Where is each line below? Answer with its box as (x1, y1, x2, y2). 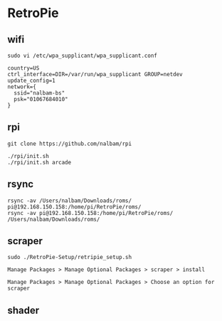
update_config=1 (7, 77, 55, 84)
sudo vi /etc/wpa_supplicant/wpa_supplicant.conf (7, 52, 158, 59)
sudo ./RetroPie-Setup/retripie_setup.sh (7, 254, 132, 261)
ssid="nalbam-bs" (14, 90, 65, 97)
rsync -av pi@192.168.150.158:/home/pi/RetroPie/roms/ (7, 209, 174, 216)
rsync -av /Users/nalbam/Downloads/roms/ (7, 197, 132, 204)
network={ (7, 83, 37, 90)
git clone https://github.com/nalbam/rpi (7, 140, 132, 147)
